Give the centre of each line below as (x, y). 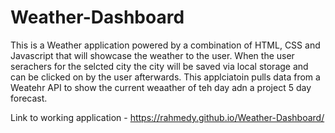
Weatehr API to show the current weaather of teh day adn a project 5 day (161, 87)
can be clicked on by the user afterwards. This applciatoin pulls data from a (165, 77)
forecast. (29, 98)
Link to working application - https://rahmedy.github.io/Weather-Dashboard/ (167, 117)
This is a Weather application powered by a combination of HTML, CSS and (165, 45)
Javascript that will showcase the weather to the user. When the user (152, 55)
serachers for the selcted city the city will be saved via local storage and (159, 66)
